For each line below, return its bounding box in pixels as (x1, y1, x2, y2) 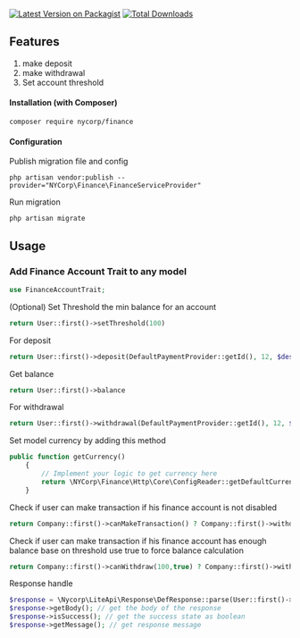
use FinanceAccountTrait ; (9, 285, 105, 294)
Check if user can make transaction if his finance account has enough (9, 535, 267, 546)
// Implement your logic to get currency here (41, 469, 218, 478)
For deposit (9, 335, 52, 346)
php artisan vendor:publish (9, 173, 114, 182)
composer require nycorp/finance (9, 117, 134, 127)
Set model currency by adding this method (9, 435, 167, 446)
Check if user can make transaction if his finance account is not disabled (9, 501, 278, 513)
